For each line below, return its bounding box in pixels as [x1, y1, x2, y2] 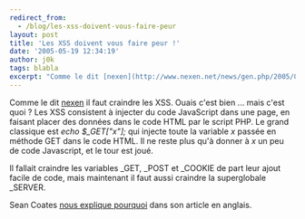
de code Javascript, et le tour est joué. [9, 145, 154, 156]
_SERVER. [9, 182, 46, 193]
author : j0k [9, 55, 54, 64]
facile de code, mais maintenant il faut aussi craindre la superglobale [9, 172, 266, 183]
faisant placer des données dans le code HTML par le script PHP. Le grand [9, 116, 290, 127]
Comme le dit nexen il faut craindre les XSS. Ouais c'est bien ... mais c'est [9, 97, 285, 108]
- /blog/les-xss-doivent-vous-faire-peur [17, 22, 177, 31]
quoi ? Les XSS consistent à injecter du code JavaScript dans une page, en [9, 106, 290, 118]
